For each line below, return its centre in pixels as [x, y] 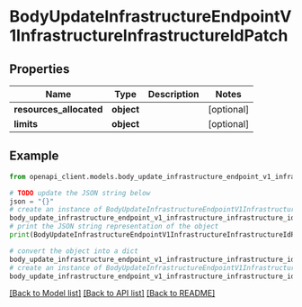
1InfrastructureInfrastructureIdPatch [149, 36]
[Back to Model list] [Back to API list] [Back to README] [112, 293]
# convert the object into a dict [74, 251]
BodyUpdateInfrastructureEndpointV [151, 17]
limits [26, 124]
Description [173, 94]
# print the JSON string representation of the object [114, 227]
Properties [40, 69]
